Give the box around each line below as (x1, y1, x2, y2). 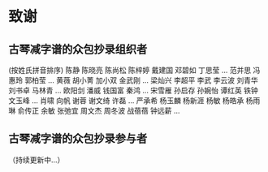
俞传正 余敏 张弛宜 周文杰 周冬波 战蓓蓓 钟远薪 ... (17, 106, 180, 115)
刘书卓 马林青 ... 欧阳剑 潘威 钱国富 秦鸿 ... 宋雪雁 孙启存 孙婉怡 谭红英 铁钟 (8, 86, 258, 95)
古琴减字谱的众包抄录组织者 (8, 42, 148, 56)
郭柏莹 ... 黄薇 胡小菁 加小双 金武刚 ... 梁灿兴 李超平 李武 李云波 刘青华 (24, 75, 258, 85)
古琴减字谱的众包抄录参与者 (8, 131, 148, 146)
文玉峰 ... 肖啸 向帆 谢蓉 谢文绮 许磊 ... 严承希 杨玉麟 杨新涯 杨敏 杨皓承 (8, 96, 244, 105)
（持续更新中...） (8, 155, 65, 165)
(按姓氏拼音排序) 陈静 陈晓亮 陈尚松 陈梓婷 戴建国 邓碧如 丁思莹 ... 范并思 (8, 66, 252, 75)
